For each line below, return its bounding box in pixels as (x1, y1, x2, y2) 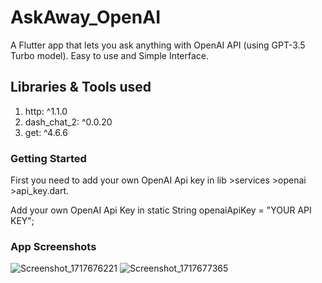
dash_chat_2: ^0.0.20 (24, 116, 113, 128)
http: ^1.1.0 (24, 105, 68, 117)
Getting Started (10, 151, 87, 165)
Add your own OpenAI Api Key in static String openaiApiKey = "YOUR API (10, 204, 312, 216)
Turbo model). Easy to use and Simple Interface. (10, 49, 210, 61)
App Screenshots (10, 239, 97, 253)
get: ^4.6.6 (24, 126, 68, 138)
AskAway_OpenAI (10, 6, 161, 29)
